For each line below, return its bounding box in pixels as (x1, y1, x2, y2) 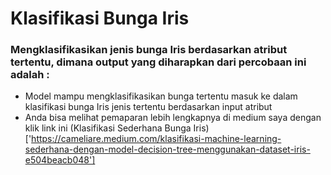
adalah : (10, 68, 50, 82)
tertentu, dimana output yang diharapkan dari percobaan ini (10, 55, 307, 69)
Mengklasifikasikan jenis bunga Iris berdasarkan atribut (10, 43, 288, 57)
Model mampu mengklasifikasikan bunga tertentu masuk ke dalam (24, 90, 298, 102)
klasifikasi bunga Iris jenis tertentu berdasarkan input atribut (24, 101, 273, 113)
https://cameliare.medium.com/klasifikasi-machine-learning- (31, 133, 282, 145)
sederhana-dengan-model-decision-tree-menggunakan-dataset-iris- (24, 143, 311, 156)
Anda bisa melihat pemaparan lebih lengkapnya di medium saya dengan (24, 112, 322, 124)
